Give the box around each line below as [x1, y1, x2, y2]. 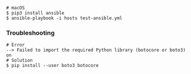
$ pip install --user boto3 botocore [6, 63, 99, 69]
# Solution [6, 58, 33, 63]
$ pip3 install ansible [6, 10, 65, 16]
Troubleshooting [6, 29, 55, 37]
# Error [6, 42, 25, 48]
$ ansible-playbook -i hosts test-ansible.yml [6, 15, 123, 21]
